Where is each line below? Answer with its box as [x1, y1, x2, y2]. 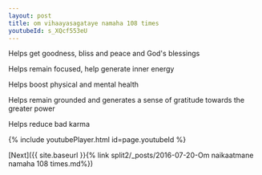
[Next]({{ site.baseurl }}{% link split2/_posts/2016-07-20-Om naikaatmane [8, 150, 254, 161]
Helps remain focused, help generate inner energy [8, 64, 175, 74]
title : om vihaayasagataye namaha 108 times [8, 19, 159, 27]
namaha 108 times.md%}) [8, 159, 94, 169]
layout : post [8, 11, 52, 20]
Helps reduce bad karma [8, 120, 91, 129]
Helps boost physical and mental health [8, 79, 139, 89]
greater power [8, 104, 55, 113]
